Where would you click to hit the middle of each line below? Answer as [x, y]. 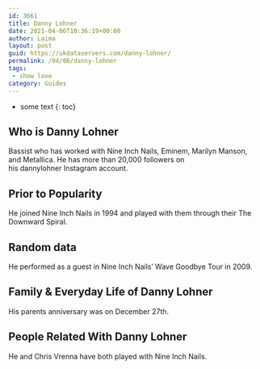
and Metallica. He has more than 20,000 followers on [96, 160]
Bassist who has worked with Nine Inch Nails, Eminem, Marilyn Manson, [128, 151]
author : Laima [32, 38]
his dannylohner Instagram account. [68, 168]
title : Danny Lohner [43, 23]
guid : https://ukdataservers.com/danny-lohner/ [90, 53]
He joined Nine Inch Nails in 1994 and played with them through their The [130, 213]
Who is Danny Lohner [63, 131]
